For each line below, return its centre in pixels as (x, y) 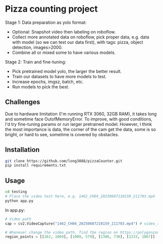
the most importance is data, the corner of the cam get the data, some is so (81, 129)
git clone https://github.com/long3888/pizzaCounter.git (64, 161)
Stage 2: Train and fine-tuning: (36, 62)
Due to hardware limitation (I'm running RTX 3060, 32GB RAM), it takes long (81, 114)
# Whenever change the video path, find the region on (62, 232)
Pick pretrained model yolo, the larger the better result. (67, 71)
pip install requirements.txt (36, 166)
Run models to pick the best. (41, 87)
